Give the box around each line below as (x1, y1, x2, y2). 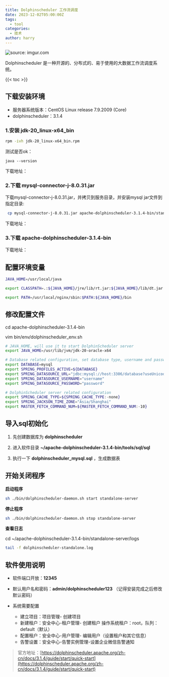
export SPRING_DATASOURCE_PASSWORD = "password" (5, 381, 105, 386)
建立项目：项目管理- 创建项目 (20, 614, 81, 620)
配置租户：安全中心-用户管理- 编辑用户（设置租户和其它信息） (20, 633, 149, 639)
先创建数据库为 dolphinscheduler (12, 433, 83, 440)
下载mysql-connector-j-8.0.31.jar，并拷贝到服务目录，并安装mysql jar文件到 (5, 194, 162, 200)
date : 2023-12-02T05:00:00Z (5, 12, 64, 17)
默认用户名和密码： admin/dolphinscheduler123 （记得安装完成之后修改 (12, 586, 162, 592)
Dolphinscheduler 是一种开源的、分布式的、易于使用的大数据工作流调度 (5, 60, 153, 66)
